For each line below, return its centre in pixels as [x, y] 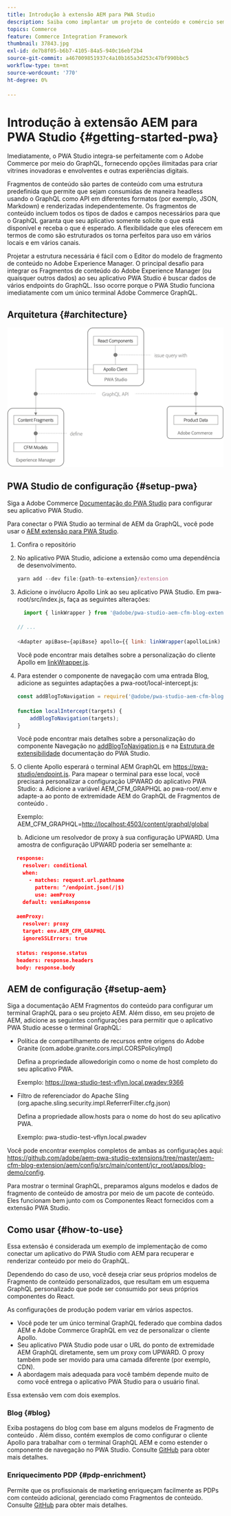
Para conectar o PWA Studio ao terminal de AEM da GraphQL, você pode [111, 524]
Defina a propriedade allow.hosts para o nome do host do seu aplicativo [119, 1116]
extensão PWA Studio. [38, 1208]
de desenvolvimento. [47, 565]
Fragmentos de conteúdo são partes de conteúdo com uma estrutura [105, 184]
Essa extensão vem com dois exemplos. [64, 1395]
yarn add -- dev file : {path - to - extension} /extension [92, 579]
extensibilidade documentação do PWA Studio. [84, 754]
